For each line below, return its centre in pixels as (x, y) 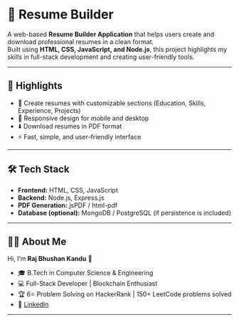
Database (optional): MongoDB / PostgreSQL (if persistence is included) (124, 213)
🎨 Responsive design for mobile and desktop (83, 118)
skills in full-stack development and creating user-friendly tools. (101, 57)
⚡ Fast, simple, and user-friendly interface (79, 136)
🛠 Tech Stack (38, 170)
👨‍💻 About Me (37, 241)
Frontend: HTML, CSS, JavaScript (68, 190)
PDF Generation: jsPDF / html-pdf (68, 205)
